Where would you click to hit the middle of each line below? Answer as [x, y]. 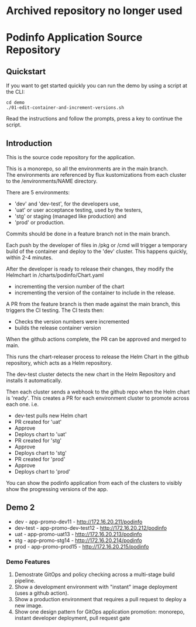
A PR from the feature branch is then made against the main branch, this [93, 304]
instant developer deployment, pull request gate [72, 618]
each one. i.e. [23, 404]
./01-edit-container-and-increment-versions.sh [65, 108]
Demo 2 [20, 508]
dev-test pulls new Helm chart [51, 416]
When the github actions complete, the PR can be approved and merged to [96, 339]
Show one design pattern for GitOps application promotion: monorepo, [99, 612]
